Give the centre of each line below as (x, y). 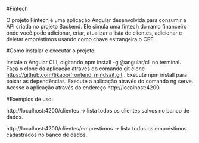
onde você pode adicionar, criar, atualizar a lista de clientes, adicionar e (94, 33)
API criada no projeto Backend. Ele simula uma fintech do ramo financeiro (97, 27)
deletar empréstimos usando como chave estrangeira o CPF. (80, 39)
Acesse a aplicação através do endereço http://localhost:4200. (83, 88)
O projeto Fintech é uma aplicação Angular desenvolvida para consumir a (96, 20)
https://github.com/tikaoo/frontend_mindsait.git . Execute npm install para (97, 75)
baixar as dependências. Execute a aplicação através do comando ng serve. (100, 81)
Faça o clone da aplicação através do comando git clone (75, 69)
